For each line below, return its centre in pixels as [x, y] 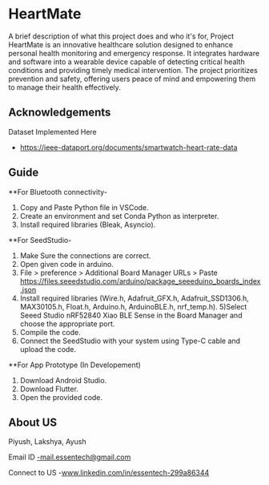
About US [33, 422]
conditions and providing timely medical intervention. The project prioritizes [133, 70]
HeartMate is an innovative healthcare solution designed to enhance [121, 44]
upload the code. [48, 349]
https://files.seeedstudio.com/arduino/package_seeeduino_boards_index [140, 281]
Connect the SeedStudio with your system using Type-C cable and [130, 341]
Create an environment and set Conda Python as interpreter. [119, 216]
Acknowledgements [60, 113]
